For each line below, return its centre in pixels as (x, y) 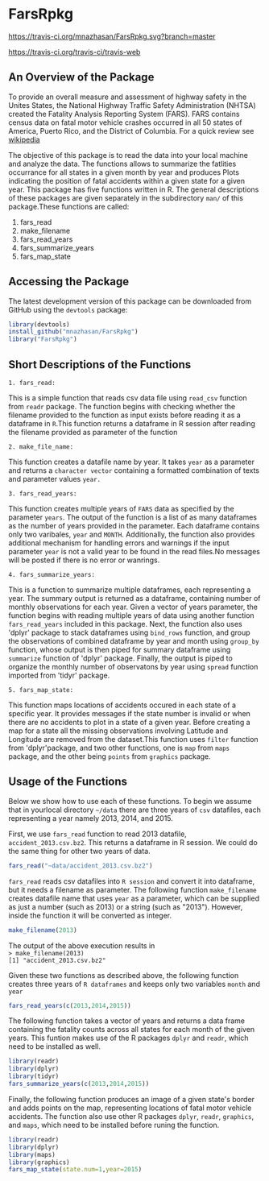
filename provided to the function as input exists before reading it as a (125, 415)
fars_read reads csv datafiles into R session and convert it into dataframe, (132, 881)
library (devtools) (39, 324)
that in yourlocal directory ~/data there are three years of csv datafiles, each (135, 810)
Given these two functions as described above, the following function (124, 975)
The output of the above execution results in (82, 945)
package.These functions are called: (69, 206)
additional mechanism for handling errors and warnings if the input (119, 543)
